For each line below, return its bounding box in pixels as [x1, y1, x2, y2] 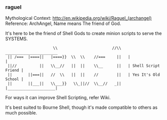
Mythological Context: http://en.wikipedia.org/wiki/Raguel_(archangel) [5, 15, 152, 21]
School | [5, 77, 24, 82]
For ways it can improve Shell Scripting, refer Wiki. [5, 95, 111, 101]
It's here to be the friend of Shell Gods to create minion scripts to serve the [5, 31, 162, 37]
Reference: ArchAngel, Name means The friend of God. [5, 20, 121, 26]
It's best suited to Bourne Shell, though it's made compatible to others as [5, 104, 158, 110]
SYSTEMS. [5, 36, 28, 42]
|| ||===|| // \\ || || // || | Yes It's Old [7, 72, 160, 77]
